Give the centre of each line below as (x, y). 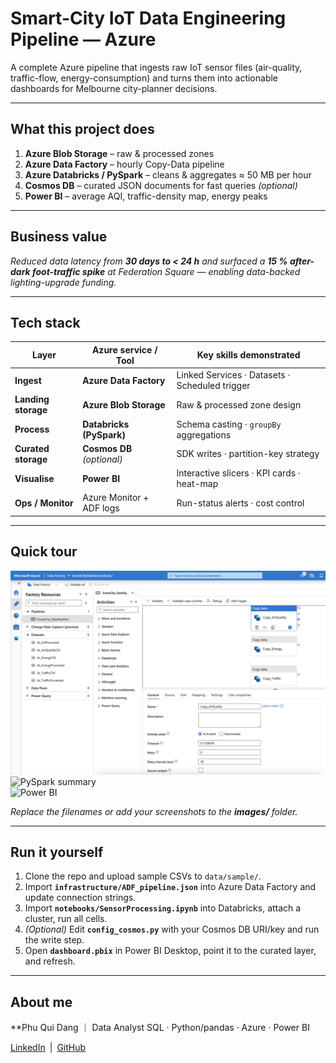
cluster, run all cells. (66, 919)
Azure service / (124, 349)
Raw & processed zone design (239, 404)
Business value (59, 237)
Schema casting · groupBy (229, 424)
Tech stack (45, 322)
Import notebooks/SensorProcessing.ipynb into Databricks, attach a (163, 908)
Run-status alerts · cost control (240, 503)
